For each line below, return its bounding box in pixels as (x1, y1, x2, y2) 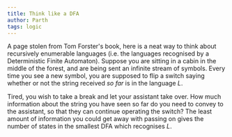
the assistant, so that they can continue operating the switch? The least (7, 107, 212, 115)
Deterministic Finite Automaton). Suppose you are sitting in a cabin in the (7, 57, 217, 65)
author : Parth (7, 17, 49, 24)
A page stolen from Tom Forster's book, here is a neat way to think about (7, 42, 217, 51)
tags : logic (7, 23, 42, 30)
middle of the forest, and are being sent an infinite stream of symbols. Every (7, 64, 226, 73)
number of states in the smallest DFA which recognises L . (7, 122, 172, 131)
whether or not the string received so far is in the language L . (7, 79, 183, 88)
